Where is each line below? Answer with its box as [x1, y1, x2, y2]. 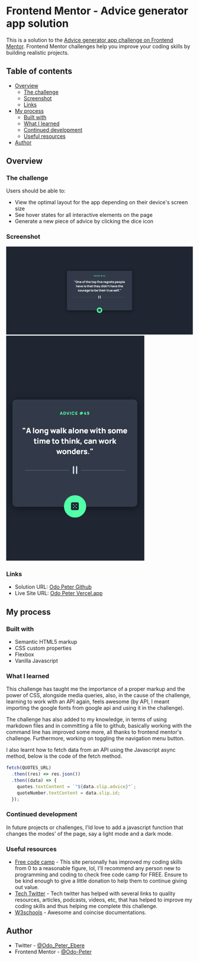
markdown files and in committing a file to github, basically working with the [6, 722, 192, 729]
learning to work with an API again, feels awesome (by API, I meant [6, 698, 170, 705]
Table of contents [6, 67, 72, 77]
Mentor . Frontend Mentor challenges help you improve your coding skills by [6, 43, 191, 50]
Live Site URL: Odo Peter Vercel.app [14, 590, 103, 597]
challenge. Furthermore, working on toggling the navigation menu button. [6, 735, 185, 742]
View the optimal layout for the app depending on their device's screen [14, 199, 188, 206]
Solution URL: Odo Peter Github [14, 583, 92, 590]
